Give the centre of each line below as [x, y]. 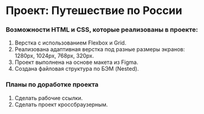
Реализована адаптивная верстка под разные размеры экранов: [100, 49]
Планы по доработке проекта [52, 85]
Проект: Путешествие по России [94, 11]
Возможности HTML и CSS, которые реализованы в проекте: [102, 30]
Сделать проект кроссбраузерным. [61, 104]
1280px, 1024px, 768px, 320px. [54, 56]
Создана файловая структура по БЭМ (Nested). [77, 69]
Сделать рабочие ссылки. [49, 98]
